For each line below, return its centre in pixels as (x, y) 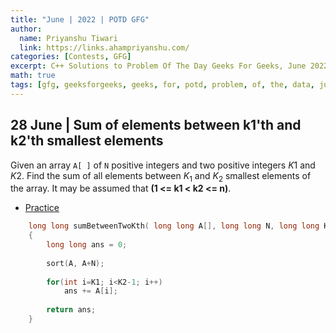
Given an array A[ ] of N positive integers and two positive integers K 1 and (163, 165)
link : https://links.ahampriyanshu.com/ (104, 47)
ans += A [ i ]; (90, 291)
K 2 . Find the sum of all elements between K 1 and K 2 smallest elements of (161, 176)
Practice (42, 208)
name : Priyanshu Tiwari (68, 38)
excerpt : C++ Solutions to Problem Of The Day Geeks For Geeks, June (158, 66)
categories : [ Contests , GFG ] (71, 57)
